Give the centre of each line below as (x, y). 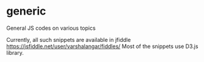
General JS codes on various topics (51, 28)
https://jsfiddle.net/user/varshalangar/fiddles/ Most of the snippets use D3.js (102, 46)
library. (15, 52)
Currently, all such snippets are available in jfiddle (69, 40)
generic (26, 11)
